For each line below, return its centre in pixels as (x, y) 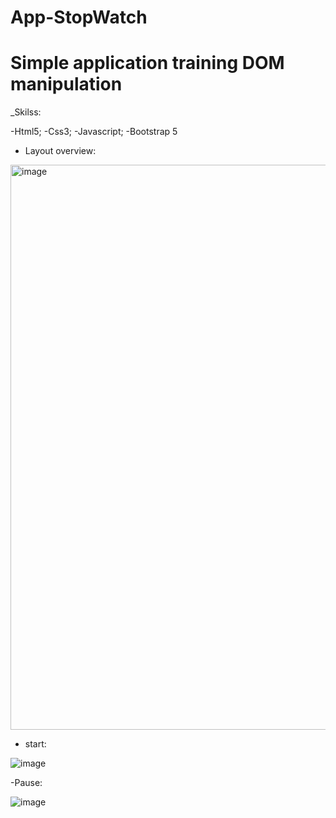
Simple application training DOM (147, 63)
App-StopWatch (79, 17)
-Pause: (26, 783)
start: (35, 744)
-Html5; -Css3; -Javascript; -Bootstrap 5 (94, 132)
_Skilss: (26, 112)
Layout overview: (60, 151)
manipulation (66, 84)
